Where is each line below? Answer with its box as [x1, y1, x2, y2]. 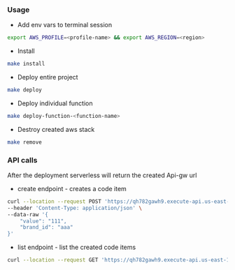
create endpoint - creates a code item [17, 184, 127, 193]
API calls [7, 155, 38, 165]
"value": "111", [20, 218, 68, 225]
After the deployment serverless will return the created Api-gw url [7, 171, 197, 179]
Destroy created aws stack [17, 125, 95, 133]
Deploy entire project [17, 73, 78, 82]
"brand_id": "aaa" [20, 224, 73, 231]
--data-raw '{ [7, 211, 49, 218]
